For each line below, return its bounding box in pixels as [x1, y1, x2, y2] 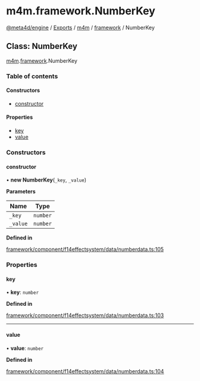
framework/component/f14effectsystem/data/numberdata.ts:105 [6, 246, 164, 253]
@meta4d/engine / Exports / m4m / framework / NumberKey [6, 24, 155, 31]
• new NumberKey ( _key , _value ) [6, 176, 86, 183]
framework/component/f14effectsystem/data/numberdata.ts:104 [6, 367, 164, 374]
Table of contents [6, 72, 58, 80]
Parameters [6, 188, 36, 195]
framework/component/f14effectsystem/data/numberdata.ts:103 [6, 312, 164, 319]
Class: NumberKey [6, 41, 77, 51]
